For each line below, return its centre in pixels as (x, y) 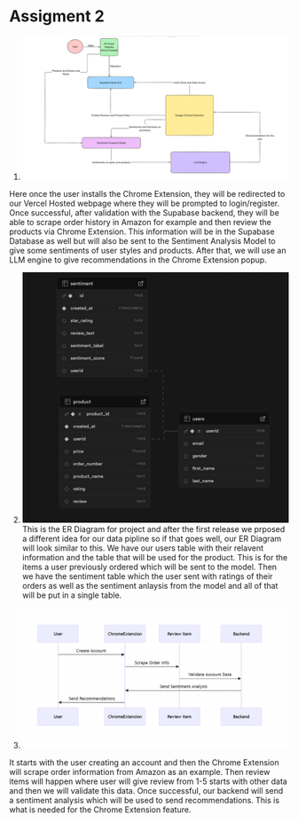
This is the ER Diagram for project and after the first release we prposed (153, 528)
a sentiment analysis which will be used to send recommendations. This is (145, 801)
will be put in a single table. (72, 595)
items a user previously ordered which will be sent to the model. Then (149, 567)
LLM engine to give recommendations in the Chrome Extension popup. (138, 260)
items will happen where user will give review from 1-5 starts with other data (149, 781)
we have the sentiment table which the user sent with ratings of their (147, 576)
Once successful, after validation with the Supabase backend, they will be (144, 212)
